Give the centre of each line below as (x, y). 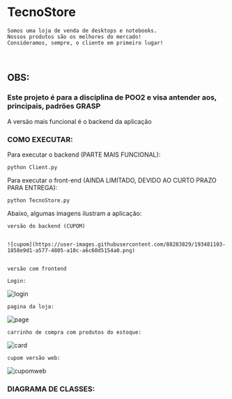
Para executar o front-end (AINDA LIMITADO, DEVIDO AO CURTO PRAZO (112, 180)
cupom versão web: (34, 358)
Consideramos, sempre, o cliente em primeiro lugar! (85, 42)
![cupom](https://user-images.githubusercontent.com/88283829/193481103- (117, 244)
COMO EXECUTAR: (40, 139)
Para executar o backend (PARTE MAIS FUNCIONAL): (84, 155)
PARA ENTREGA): (32, 187)
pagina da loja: (31, 306)
